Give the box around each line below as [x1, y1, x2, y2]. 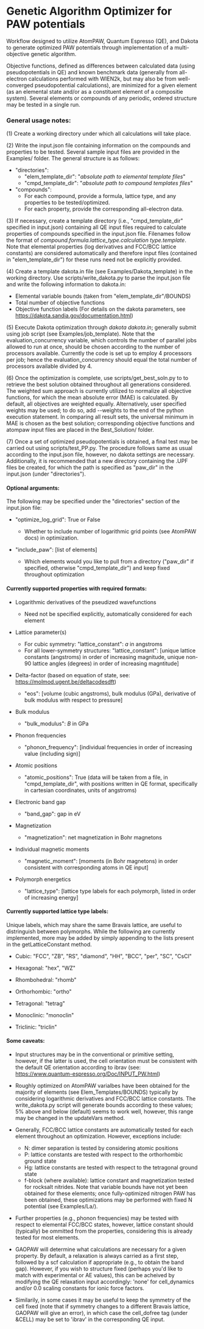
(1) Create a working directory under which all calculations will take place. [6, 130, 191, 138]
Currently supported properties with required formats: [6, 585, 147, 592]
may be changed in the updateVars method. [15, 1115, 125, 1122]
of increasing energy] [24, 894, 79, 901]
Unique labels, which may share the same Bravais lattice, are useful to [6, 921, 182, 928]
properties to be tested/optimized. [24, 199, 110, 206]
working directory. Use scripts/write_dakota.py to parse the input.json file [6, 274, 191, 281]
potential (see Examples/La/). [24, 1203, 99, 1210]
